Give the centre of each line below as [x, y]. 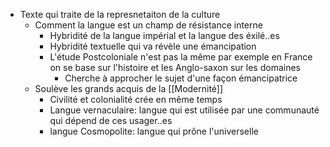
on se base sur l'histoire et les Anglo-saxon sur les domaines [175, 67]
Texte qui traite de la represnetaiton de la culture [120, 14]
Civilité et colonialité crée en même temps [136, 99]
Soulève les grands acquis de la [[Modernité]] [129, 88]
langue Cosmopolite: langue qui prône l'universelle [154, 131]
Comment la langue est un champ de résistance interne [148, 25]
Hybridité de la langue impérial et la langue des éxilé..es [164, 35]
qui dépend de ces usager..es [111, 120]
